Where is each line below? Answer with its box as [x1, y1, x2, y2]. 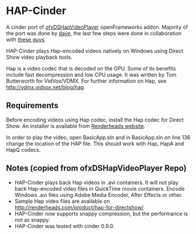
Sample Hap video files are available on [14, 198, 110, 205]
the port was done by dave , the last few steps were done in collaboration [6, 29, 182, 36]
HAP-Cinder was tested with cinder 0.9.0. [14, 222, 115, 229]
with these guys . [6, 36, 46, 43]
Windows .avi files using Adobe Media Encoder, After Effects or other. [14, 191, 183, 198]
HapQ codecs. [6, 146, 41, 153]
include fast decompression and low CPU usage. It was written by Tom [6, 71, 177, 78]
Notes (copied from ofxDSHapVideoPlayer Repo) [6, 163, 187, 174]
